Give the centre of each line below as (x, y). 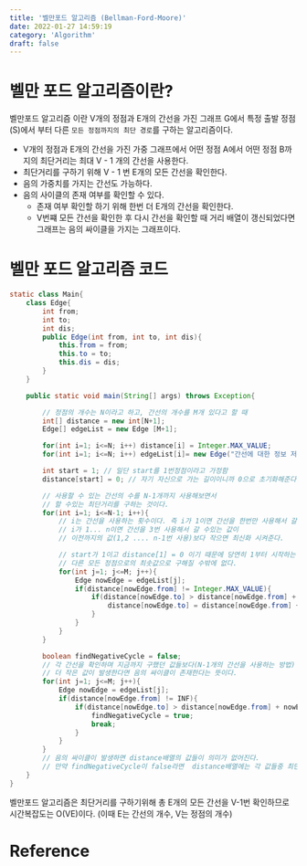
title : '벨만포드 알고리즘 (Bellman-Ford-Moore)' (98, 18)
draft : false (34, 43)
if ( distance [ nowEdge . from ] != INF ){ (128, 699)
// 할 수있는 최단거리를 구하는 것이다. (106, 504)
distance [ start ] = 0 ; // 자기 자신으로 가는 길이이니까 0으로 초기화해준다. (172, 479)
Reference (49, 851)
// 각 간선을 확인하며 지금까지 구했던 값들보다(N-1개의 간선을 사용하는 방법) (169, 665)
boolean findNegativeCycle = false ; (112, 656)
